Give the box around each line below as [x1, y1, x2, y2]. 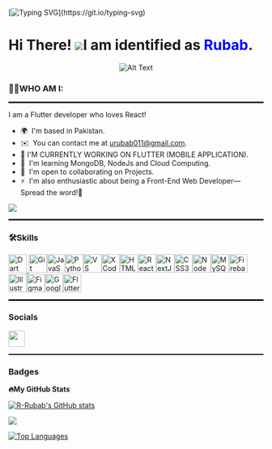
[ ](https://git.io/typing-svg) [8, 8, 146, 17]
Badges [8, 366, 39, 377]
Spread [19, 188, 45, 197]
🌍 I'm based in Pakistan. [19, 126, 105, 136]
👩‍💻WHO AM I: [8, 83, 64, 94]
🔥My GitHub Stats [8, 384, 70, 394]
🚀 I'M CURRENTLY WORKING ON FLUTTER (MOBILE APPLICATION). [19, 150, 249, 159]
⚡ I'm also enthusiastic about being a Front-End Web [19, 176, 198, 186]
